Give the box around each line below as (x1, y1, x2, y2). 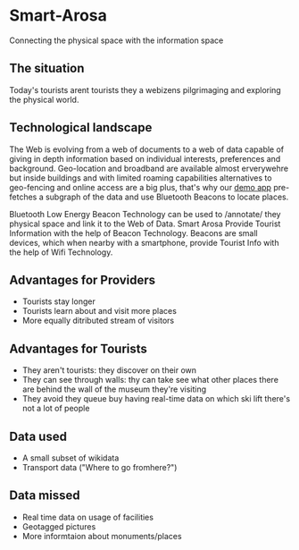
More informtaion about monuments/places (21, 530, 182, 541)
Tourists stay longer (21, 296, 96, 307)
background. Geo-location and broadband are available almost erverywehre (9, 163, 288, 173)
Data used (9, 428, 67, 444)
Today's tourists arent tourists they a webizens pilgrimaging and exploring (9, 84, 281, 95)
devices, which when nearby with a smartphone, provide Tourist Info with (9, 237, 279, 248)
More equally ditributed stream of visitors (21, 315, 175, 326)
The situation (9, 61, 85, 76)
